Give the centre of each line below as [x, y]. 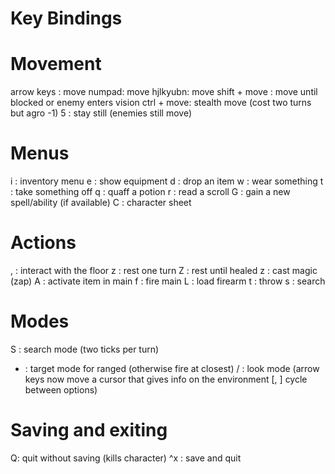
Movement [56, 64]
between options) [61, 389]
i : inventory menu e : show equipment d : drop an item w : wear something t [167, 181]
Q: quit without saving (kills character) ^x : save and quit [126, 458]
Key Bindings [66, 18]
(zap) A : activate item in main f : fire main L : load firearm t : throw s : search [168, 281]
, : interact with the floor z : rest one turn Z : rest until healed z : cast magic [164, 270]
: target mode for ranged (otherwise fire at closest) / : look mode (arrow [172, 368]
